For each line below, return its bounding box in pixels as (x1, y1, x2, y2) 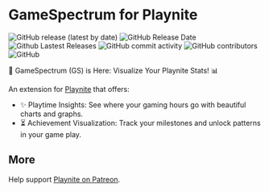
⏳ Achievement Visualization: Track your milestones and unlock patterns (19, 118, 261, 127)
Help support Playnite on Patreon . (8, 174, 121, 184)
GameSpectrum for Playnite (8, 6, 198, 24)
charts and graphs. (19, 109, 83, 119)
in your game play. (19, 129, 82, 139)
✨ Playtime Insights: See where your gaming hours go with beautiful (19, 99, 246, 110)
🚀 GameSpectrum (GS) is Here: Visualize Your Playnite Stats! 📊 (8, 65, 219, 75)
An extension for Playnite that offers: (8, 84, 130, 94)
